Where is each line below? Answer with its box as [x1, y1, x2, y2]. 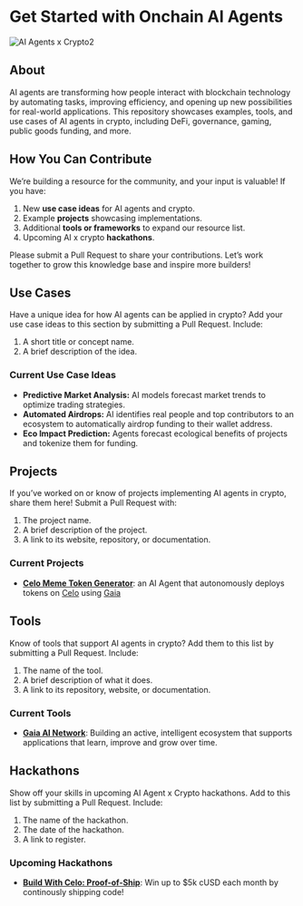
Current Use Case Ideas [9, 369, 116, 382]
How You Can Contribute [9, 151, 152, 167]
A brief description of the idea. [22, 346, 138, 357]
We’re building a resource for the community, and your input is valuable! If [9, 175, 286, 187]
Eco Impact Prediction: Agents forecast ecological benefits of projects [22, 428, 288, 439]
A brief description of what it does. [22, 674, 153, 686]
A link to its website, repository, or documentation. [22, 534, 211, 545]
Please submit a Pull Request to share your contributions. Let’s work [9, 249, 264, 260]
